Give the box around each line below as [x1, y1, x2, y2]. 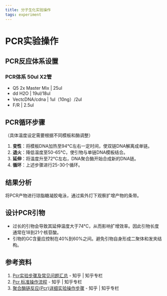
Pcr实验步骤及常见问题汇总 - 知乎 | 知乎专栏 [12, 272, 103, 278]
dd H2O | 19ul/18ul [12, 90, 51, 96]
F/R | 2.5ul [12, 102, 34, 108]
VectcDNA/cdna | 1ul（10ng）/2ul [12, 96, 82, 102]
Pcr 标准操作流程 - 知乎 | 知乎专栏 [12, 278, 82, 285]
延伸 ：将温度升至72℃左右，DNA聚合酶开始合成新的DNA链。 [12, 156, 139, 162]
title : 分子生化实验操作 [5, 7, 51, 13]
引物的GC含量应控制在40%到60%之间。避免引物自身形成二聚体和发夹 [12, 235, 158, 242]
